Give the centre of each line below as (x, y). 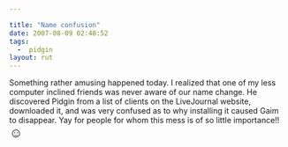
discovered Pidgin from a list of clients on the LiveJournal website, (130, 101)
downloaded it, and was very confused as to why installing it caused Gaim (144, 111)
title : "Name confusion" (55, 25)
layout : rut (31, 58)
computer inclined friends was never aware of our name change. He (133, 92)
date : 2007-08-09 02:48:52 (59, 33)
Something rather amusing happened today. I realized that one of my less (143, 83)
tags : (19, 41)
